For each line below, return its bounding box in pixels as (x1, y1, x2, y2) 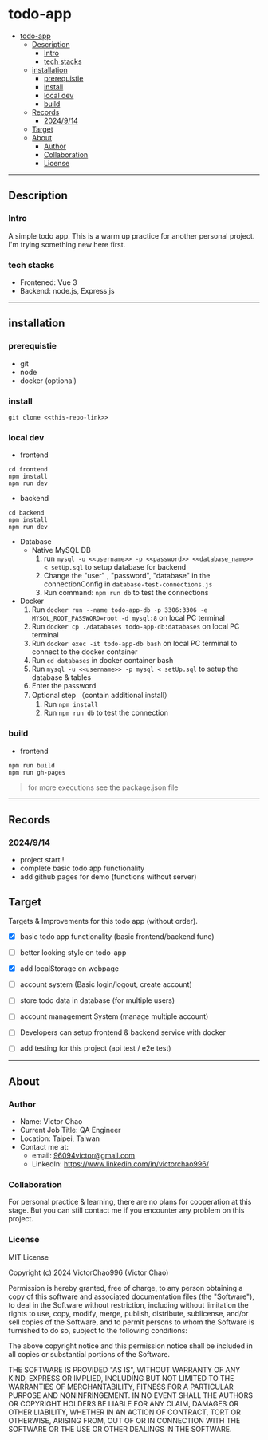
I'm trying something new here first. (8, 239, 126, 249)
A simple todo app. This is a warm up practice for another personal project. (8, 231, 255, 240)
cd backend (8, 509, 45, 517)
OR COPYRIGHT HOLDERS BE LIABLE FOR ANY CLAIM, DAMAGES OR (8, 1399, 239, 1408)
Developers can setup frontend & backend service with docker (19, 1028, 226, 1037)
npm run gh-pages (8, 768, 66, 776)
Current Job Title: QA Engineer (19, 1126, 121, 1135)
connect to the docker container (31, 647, 138, 657)
